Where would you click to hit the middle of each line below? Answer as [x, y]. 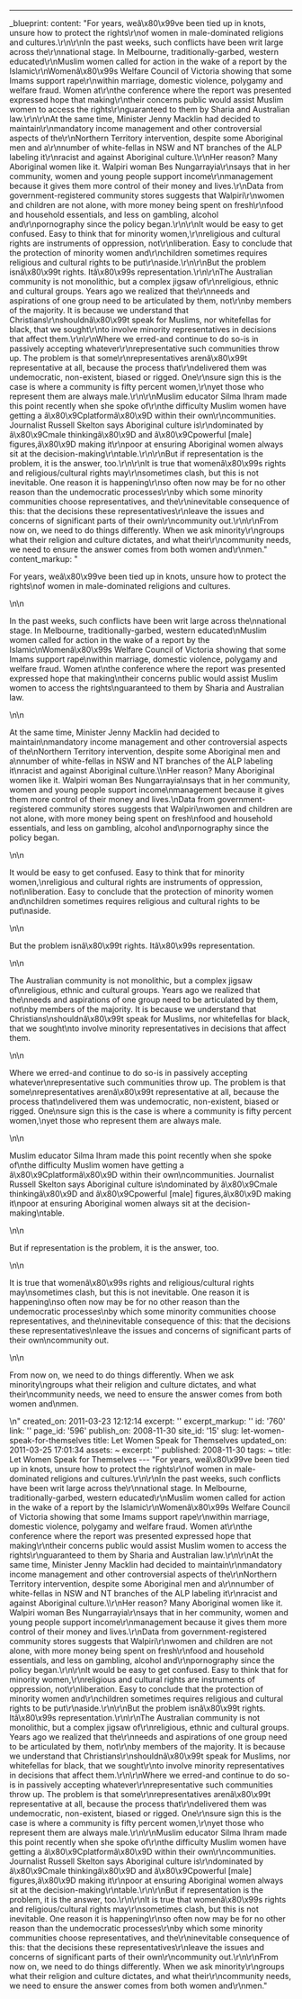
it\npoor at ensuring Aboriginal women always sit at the [111, 1203]
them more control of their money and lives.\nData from [112, 799]
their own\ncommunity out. [59, 1340]
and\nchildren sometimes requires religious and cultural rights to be [135, 901]
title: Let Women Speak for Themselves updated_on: [190, 1440]
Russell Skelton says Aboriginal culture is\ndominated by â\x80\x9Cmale [143, 1184]
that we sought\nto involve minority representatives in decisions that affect [148, 1028]
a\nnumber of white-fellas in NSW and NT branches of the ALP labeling [142, 761]
